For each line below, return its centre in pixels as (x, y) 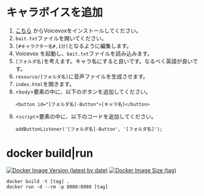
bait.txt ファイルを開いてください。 (61, 38)
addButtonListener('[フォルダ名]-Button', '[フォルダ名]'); (89, 129)
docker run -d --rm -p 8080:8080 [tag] (57, 187)
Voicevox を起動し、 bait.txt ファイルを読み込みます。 (84, 53)
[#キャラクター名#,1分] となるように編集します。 (74, 46)
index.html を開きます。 (45, 84)
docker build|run (50, 154)
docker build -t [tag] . (38, 181)
